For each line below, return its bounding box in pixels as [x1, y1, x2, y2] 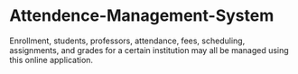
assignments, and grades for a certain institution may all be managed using [9, 44, 289, 55]
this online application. [9, 54, 93, 65]
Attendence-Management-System [9, 5, 275, 26]
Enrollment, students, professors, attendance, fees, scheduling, [9, 35, 246, 46]
